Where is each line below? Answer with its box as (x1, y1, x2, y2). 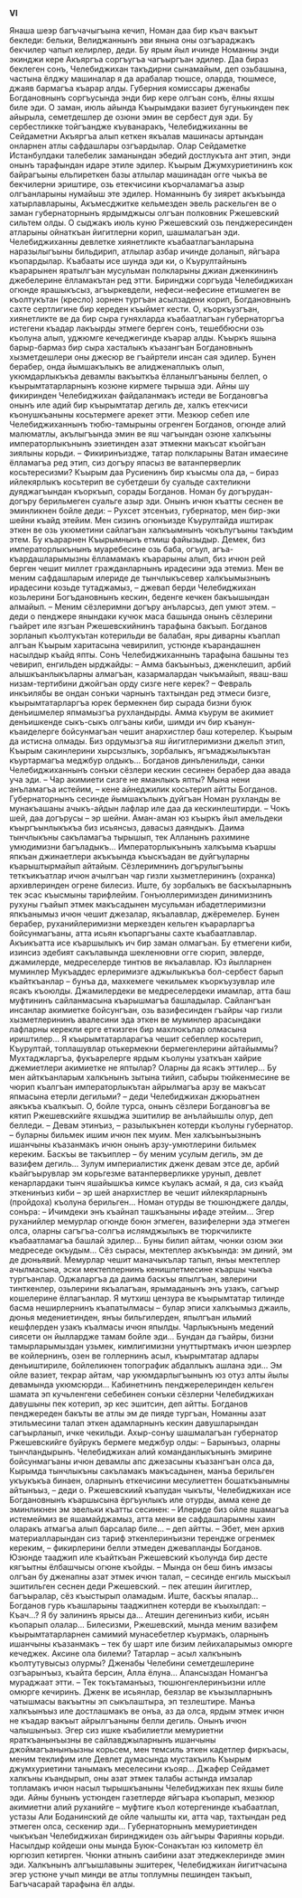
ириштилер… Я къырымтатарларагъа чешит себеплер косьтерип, (9, 1034, 263, 1044)
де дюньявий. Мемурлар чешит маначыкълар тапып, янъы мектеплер (9, 1254, 281, 1264)
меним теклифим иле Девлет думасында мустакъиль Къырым (9, 1753, 252, 1764)
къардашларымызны (9, 553, 90, 564)
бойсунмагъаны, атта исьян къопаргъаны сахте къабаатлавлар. (9, 928, 257, 938)
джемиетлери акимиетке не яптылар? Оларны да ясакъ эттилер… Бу (9, 1062, 278, 1073)
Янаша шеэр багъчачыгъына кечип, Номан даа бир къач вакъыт (9, 25, 259, 35)
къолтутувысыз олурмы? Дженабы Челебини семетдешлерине (9, 1658, 255, 1668)
